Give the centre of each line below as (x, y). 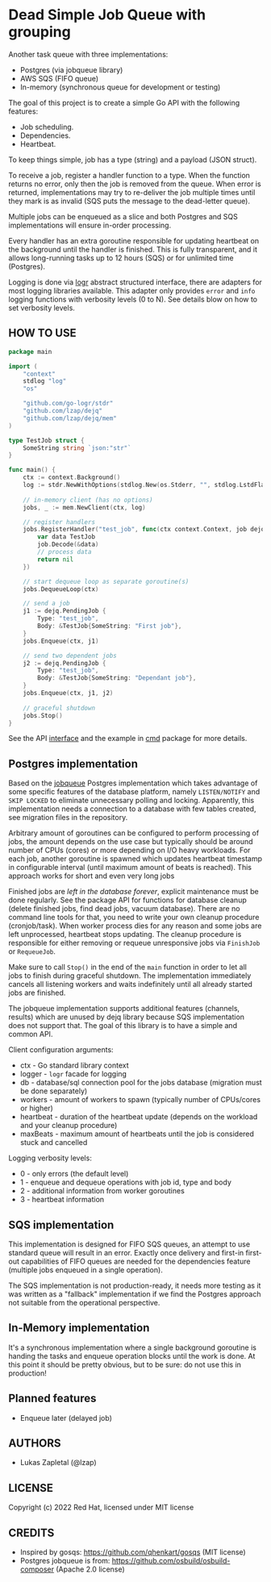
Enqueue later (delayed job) (66, 1418)
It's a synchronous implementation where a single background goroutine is (132, 1347)
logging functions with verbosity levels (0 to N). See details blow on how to (133, 299)
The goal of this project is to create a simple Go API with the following (124, 102)
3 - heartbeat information (62, 1200)
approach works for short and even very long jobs (92, 876)
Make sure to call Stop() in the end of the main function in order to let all (128, 967)
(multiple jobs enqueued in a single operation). (85, 1270)
